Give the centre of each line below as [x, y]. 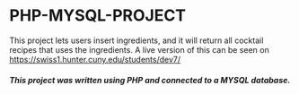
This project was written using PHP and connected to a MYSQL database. [150, 80]
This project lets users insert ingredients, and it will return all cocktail [136, 40]
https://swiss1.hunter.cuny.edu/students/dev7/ [95, 59]
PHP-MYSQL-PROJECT [98, 16]
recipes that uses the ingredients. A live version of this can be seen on [139, 49]
